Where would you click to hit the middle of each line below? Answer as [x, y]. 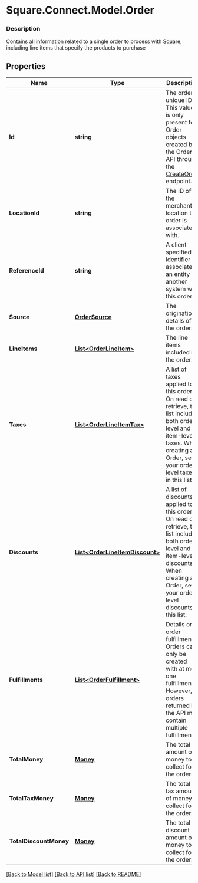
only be [176, 654]
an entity [178, 274]
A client [176, 245]
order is [176, 221]
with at [175, 669]
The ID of [179, 191]
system [176, 289]
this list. [176, 615]
